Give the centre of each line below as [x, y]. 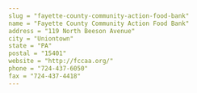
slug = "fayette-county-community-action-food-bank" [99, 16]
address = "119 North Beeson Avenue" [72, 31]
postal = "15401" [38, 53]
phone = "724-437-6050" [48, 69]
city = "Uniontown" [41, 38]
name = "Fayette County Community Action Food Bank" [99, 23]
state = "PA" [30, 46]
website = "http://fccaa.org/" [61, 61]
